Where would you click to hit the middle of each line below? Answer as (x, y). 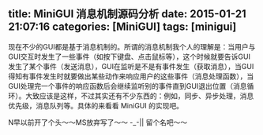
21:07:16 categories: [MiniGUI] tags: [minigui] (122, 27)
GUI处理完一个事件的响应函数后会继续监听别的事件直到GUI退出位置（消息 (128, 86)
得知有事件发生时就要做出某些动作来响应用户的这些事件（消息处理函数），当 (131, 76)
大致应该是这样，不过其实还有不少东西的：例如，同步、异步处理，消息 (139, 96)
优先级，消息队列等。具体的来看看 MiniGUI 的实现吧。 (96, 105)
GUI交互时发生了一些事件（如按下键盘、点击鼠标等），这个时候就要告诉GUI (130, 57)
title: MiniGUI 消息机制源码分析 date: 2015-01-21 (127, 14)
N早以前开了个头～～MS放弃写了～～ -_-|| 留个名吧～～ (98, 122)
